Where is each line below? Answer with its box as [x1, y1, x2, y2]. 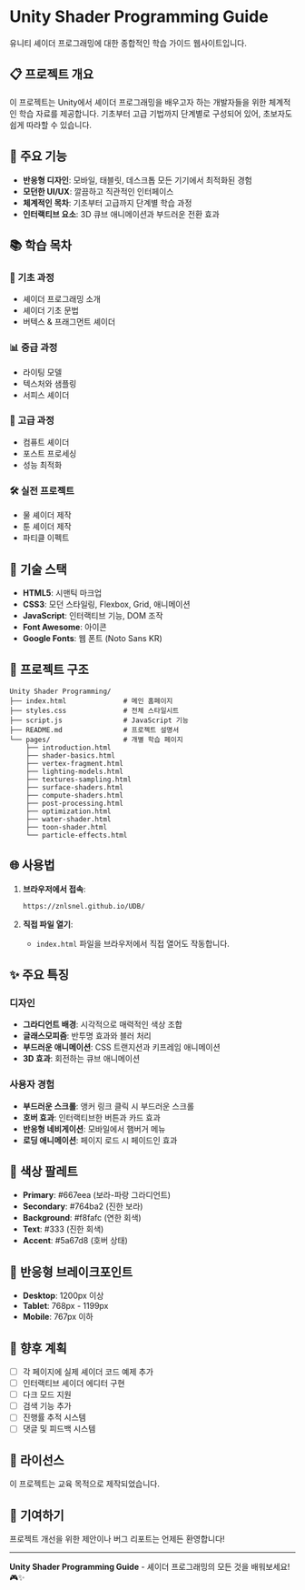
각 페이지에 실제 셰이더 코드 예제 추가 [22, 1366, 154, 1377]
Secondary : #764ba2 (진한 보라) [22, 1201, 143, 1212]
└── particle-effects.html [25, 830, 128, 840]
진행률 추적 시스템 [22, 1412, 86, 1423]
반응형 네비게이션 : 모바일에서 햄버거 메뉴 [22, 1123, 166, 1134]
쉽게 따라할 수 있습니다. [9, 119, 93, 130]
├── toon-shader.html [25, 822, 107, 831]
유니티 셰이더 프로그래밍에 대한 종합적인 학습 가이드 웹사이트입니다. [9, 37, 247, 48]
